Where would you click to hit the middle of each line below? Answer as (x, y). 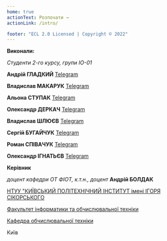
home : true (20, 12)
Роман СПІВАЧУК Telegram (42, 145)
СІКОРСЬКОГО (26, 198)
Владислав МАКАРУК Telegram (48, 86)
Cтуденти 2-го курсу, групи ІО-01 (50, 63)
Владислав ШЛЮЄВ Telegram (45, 121)
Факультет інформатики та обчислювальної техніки (73, 209)
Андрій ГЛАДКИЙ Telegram (43, 74)
